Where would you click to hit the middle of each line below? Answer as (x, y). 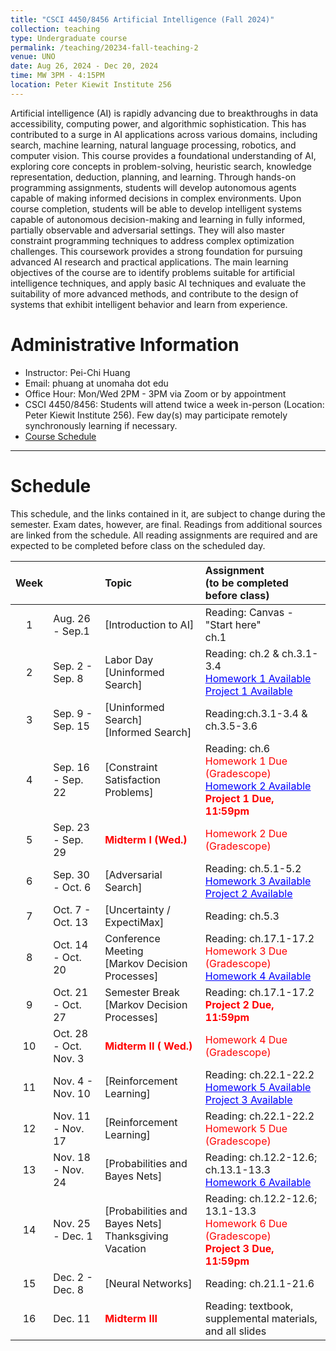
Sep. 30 (71, 874)
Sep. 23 (71, 827)
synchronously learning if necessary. (101, 425)
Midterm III (131, 1318)
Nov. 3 (69, 1058)
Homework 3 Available (258, 881)
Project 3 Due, (239, 1248)
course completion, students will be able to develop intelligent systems (156, 208)
